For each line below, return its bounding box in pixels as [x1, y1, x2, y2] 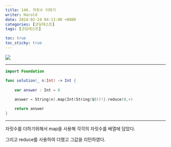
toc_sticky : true [5, 40, 42, 46]
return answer [14, 106, 44, 111]
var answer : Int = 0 [14, 87, 60, 92]
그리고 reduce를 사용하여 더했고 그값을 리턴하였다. [5, 136, 106, 142]
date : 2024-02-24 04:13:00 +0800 [5, 17, 76, 22]
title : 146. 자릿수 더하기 [5, 7, 56, 13]
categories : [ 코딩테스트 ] [5, 21, 55, 27]
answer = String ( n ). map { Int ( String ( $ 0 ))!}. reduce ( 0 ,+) [14, 97, 133, 102]
